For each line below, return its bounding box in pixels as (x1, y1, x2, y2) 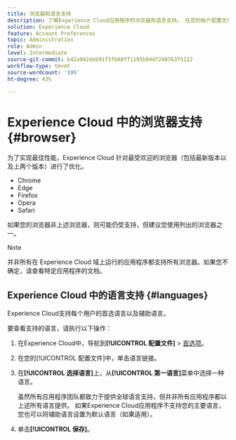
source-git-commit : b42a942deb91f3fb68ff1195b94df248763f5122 (7, 56, 193, 63)
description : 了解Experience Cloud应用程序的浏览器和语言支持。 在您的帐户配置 (7, 17, 223, 24)
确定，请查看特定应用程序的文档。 (7, 267, 106, 275)
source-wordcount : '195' (7, 69, 80, 76)
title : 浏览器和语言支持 (7, 10, 72, 18)
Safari (17, 206, 35, 215)
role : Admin (7, 43, 42, 50)
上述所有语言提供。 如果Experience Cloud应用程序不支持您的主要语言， (17, 401, 225, 410)
